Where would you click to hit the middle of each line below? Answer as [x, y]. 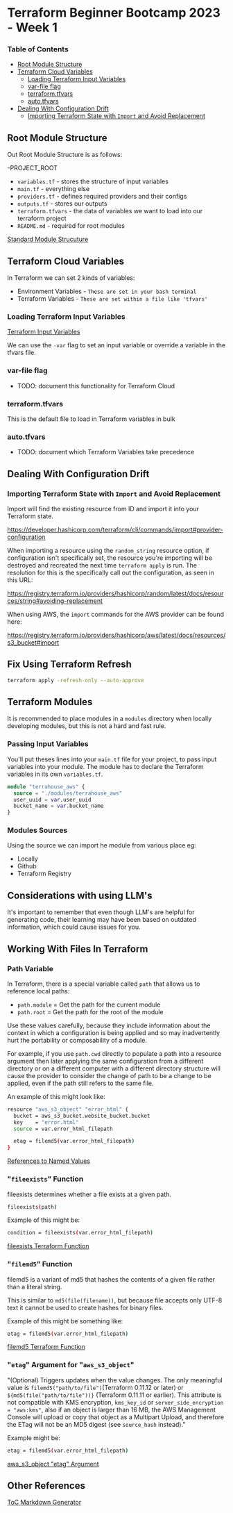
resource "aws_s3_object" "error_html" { [68, 1109]
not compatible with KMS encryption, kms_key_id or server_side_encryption [115, 1402]
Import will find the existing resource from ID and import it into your [103, 509]
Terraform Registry [44, 874]
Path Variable [30, 968]
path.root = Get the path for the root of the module [90, 1011]
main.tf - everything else [53, 189]
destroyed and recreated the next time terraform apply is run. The [102, 565]
